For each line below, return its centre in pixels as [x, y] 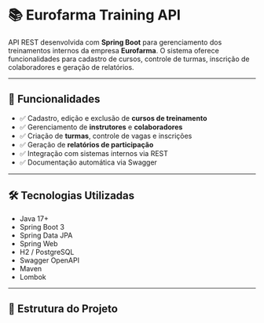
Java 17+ [34, 218]
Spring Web [38, 243]
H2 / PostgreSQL [47, 252]
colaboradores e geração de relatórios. [71, 67]
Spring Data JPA [46, 235]
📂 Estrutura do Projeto [63, 308]
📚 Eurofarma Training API [94, 15]
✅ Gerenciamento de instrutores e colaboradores [101, 127]
